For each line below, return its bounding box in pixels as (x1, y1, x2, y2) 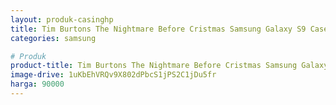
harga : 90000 (10, 79, 65, 90)
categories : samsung (10, 33, 97, 43)
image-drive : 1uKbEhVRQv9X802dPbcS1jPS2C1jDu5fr (10, 70, 217, 80)
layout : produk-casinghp (10, 14, 114, 25)
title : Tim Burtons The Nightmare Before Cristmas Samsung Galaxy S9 (10, 24, 307, 34)
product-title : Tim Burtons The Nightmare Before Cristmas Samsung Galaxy (10, 61, 329, 71)
